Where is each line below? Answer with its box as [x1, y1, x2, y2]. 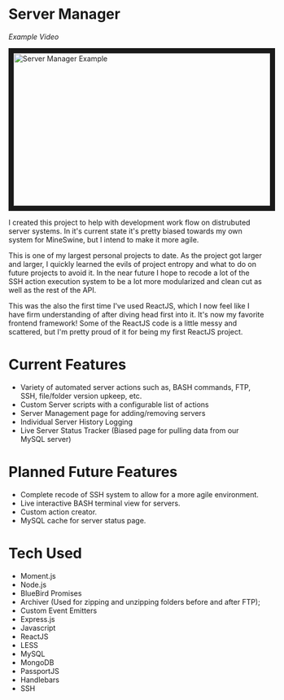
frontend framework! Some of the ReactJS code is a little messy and [8, 318, 238, 328]
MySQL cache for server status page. [20, 515, 146, 525]
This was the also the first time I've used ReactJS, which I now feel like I [8, 300, 250, 310]
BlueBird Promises [20, 588, 82, 598]
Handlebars [20, 675, 59, 685]
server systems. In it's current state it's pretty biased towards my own [8, 225, 242, 236]
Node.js [20, 580, 47, 589]
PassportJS [20, 666, 59, 676]
